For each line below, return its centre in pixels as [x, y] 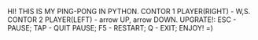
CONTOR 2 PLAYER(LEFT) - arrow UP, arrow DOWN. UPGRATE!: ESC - [122, 20]
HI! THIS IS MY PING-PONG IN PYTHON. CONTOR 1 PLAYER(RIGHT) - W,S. [129, 11]
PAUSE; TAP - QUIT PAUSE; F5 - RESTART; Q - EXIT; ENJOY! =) [111, 28]
